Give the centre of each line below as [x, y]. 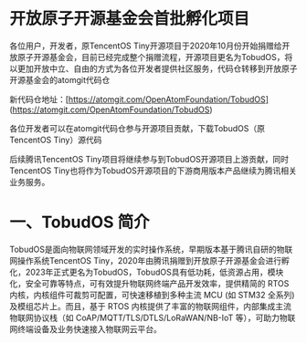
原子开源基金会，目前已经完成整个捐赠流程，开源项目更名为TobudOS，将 [155, 57]
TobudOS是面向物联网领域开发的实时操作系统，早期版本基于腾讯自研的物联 [151, 249]
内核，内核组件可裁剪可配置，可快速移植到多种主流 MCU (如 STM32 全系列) [152, 295]
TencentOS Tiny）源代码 [56, 140]
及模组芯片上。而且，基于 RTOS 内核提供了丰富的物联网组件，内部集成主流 [151, 306]
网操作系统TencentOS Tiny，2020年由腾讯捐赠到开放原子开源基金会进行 [146, 260]
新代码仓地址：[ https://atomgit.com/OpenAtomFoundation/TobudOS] [139, 99]
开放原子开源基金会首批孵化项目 [130, 19]
